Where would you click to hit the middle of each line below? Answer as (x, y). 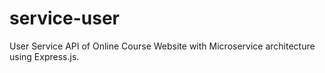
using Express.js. (44, 56)
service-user (65, 18)
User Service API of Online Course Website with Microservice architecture (162, 46)
